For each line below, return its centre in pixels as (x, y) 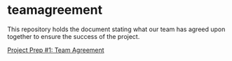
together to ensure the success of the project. (74, 36)
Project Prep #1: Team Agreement (56, 50)
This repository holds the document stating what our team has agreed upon (116, 29)
